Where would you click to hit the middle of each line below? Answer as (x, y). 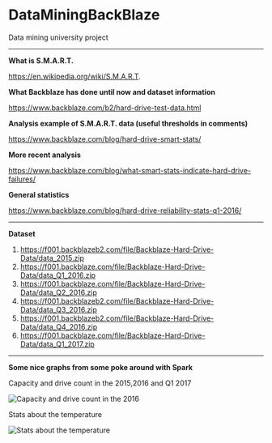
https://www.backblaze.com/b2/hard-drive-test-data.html (105, 108)
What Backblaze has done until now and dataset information (112, 92)
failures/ (22, 179)
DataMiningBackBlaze (84, 15)
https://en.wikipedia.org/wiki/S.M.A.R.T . (75, 76)
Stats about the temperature (55, 414)
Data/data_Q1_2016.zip (57, 275)
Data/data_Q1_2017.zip (57, 344)
